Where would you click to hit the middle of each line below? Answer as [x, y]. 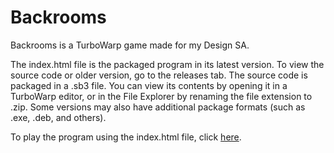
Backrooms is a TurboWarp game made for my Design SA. [130, 45]
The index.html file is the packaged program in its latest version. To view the [167, 64]
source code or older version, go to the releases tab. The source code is [159, 75]
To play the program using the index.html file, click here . [126, 137]
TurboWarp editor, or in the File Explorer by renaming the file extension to [161, 96]
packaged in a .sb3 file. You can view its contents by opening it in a [149, 85]
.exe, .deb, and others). [58, 117]
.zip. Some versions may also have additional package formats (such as [158, 107]
